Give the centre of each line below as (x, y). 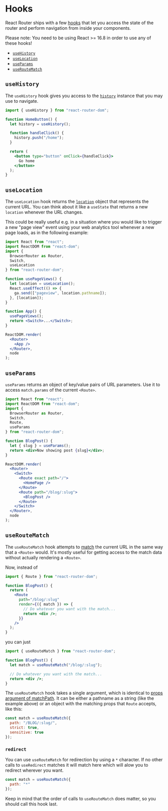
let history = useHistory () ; (40, 124)
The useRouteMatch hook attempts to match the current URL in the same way (84, 547)
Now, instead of (21, 567)
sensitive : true (27, 732)
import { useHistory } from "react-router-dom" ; (57, 110)
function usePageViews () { (33, 279)
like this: (14, 709)
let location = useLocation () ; (43, 284)
